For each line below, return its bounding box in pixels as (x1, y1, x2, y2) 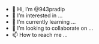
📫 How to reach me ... (11, 32, 68, 38)
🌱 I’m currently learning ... (11, 18, 76, 25)
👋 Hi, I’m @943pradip (11, 6, 65, 12)
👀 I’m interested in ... (11, 12, 63, 19)
